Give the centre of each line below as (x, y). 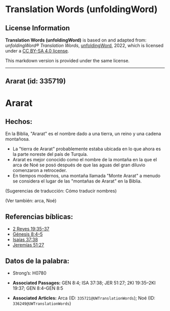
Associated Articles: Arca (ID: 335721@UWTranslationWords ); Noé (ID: (84, 298)
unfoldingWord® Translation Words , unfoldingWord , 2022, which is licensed (84, 46)
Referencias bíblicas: (39, 217)
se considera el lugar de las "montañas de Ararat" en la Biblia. (77, 181)
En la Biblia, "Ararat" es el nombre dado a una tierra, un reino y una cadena (83, 134)
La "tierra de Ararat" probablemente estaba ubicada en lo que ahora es (87, 149)
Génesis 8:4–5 (28, 234)
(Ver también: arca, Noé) (31, 201)
